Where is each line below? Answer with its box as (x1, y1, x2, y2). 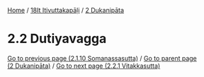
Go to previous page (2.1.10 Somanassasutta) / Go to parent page (7, 54, 197, 62)
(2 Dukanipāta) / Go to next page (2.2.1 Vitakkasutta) (7, 61, 161, 70)
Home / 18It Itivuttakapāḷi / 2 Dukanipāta (7, 6, 125, 14)
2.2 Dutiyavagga (7, 31, 107, 47)
